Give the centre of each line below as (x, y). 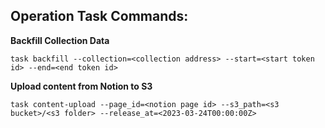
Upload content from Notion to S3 (81, 86)
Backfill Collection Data (60, 40)
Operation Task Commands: (99, 16)
